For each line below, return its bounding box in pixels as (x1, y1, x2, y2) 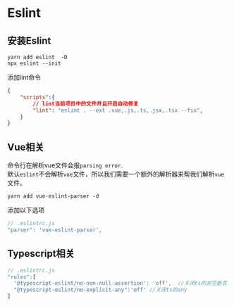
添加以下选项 (7, 206, 44, 215)
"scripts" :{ (20, 94, 55, 101)
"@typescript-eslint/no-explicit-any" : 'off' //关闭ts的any (13, 286, 187, 293)
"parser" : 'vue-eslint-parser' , (7, 227, 102, 234)
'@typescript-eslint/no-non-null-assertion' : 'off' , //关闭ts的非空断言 (13, 280, 228, 287)
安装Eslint (7, 34, 51, 46)
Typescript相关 (7, 248, 75, 260)
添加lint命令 (7, 73, 41, 82)
